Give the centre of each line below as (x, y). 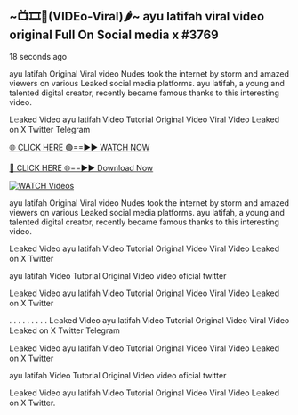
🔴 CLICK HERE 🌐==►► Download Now (81, 167)
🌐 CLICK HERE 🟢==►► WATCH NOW (80, 147)
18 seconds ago (38, 56)
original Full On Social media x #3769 (114, 35)
